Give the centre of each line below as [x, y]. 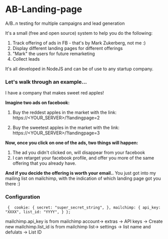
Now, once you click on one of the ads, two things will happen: [72, 143]
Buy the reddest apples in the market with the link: [64, 113]
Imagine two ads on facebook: [37, 103]
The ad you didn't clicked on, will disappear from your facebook [79, 153]
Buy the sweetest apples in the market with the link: [66, 128]
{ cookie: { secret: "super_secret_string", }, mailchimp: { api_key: [84, 207]
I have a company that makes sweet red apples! [55, 93]
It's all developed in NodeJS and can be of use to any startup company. [79, 69]
